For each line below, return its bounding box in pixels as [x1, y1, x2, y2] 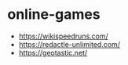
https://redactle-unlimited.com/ [18, 39, 121, 49]
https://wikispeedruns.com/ [18, 31, 109, 41]
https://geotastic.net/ [18, 48, 88, 57]
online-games [7, 5, 101, 23]
